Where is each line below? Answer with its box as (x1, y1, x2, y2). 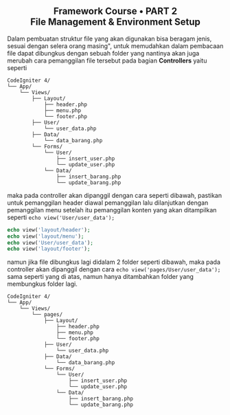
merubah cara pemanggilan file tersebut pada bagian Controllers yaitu (7, 56, 207, 65)
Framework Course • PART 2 (53, 5, 177, 17)
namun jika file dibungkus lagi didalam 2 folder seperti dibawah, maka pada (7, 258, 221, 267)
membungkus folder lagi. (7, 280, 78, 288)
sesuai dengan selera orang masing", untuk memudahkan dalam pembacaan (7, 41, 224, 50)
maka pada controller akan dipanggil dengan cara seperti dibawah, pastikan (7, 191, 222, 199)
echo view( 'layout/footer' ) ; (7, 245, 91, 253)
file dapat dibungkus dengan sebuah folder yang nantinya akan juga (7, 49, 200, 57)
